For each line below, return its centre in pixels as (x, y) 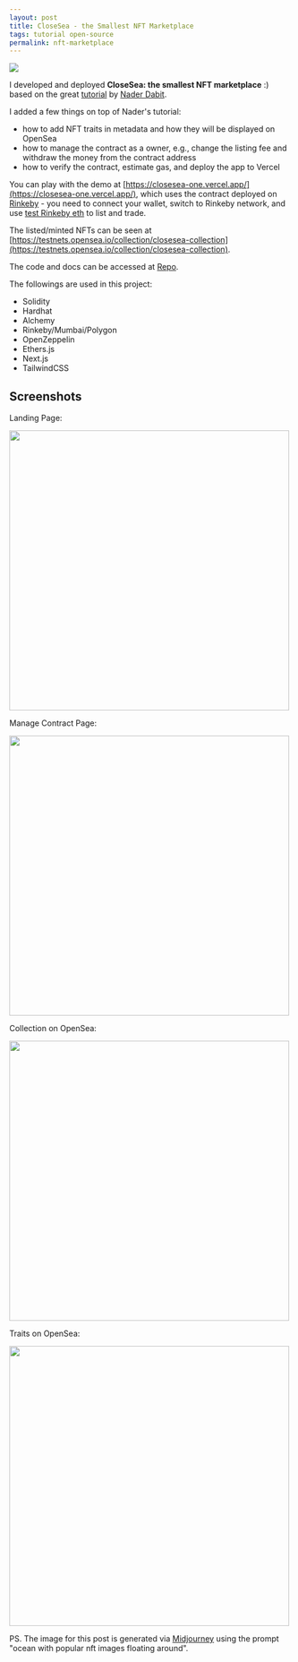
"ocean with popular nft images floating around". (99, 1649)
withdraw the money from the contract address (109, 158)
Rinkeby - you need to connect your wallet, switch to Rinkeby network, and (148, 203)
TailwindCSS (46, 368)
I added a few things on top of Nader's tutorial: (95, 112)
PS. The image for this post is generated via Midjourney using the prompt (144, 1639)
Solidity (36, 302)
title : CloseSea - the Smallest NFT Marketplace (102, 26)
